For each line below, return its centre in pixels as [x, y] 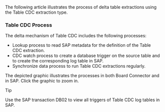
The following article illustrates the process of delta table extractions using [81, 7]
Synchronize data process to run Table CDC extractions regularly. [79, 66]
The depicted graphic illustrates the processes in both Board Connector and [82, 76]
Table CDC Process [29, 25]
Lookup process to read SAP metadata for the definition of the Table [82, 45]
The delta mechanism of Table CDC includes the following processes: [76, 36]
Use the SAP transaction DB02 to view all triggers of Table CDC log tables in [82, 100]
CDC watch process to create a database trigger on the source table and [86, 56]
